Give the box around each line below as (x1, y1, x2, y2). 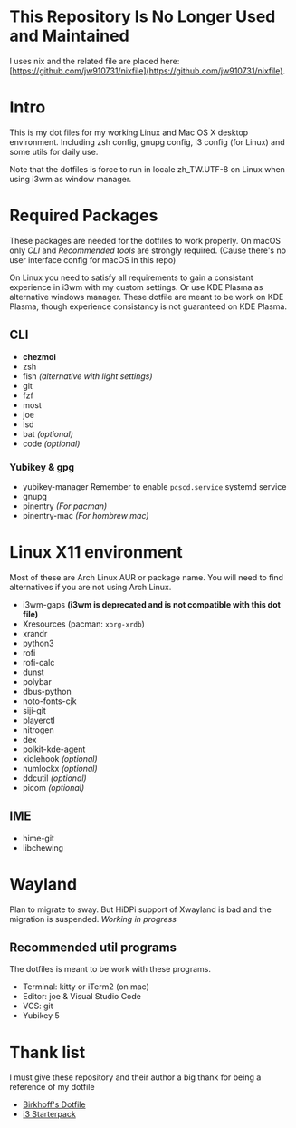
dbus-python (22, 686, 72, 696)
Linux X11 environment (9, 542, 183, 563)
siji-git (22, 705, 47, 715)
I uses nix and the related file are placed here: (9, 55, 180, 66)
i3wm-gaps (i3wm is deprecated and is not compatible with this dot (22, 598, 281, 609)
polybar (22, 676, 52, 686)
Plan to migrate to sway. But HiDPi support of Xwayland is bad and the (9, 904, 272, 915)
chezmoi (22, 351, 56, 362)
